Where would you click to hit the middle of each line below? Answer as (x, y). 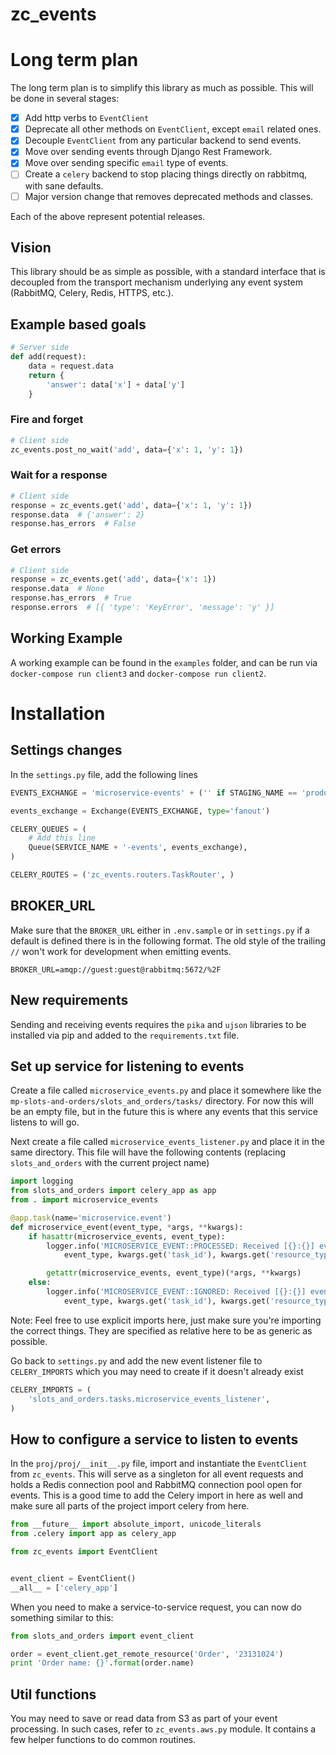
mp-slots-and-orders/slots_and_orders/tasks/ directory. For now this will (162, 1101)
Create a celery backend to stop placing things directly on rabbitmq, (166, 174)
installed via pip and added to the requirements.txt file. (125, 1035)
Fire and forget (47, 420)
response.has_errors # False (73, 524)
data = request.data (71, 366)
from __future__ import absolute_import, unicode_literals (136, 1524)
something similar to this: (62, 1617)
